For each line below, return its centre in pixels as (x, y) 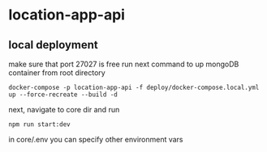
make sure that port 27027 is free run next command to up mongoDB (124, 64)
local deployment (54, 45)
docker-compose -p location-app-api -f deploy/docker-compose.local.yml (134, 87)
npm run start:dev (39, 125)
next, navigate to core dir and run (64, 110)
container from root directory (57, 73)
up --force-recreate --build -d (63, 95)
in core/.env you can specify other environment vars (96, 139)
